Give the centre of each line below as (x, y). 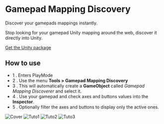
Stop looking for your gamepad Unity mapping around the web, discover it (81, 32)
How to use (23, 63)
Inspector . (23, 102)
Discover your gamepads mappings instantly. (51, 23)
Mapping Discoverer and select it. (47, 91)
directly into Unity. (24, 38)
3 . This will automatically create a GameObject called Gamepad (79, 86)
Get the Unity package (28, 47)
